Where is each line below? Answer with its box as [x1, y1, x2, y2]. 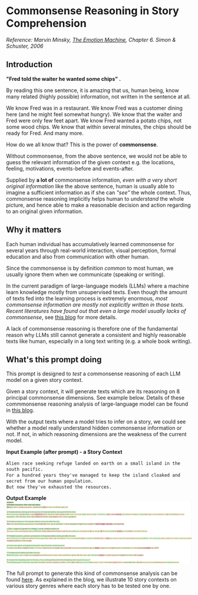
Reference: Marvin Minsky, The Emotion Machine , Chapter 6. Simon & [6, 36, 176, 43]
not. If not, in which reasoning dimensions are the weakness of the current [6, 431, 187, 438]
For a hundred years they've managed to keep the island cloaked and [6, 472, 181, 479]
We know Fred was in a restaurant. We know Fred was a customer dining [6, 104, 183, 112]
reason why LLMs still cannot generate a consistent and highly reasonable [6, 331, 187, 338]
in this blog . [6, 407, 35, 414]
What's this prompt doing [6, 354, 102, 364]
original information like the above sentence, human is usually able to [6, 182, 175, 189]
